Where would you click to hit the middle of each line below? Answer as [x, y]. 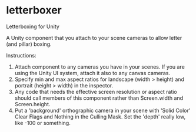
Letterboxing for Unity [33, 26]
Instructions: [21, 55]
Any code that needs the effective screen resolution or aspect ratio [96, 92]
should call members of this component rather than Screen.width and [99, 98]
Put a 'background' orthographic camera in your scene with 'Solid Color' [102, 110]
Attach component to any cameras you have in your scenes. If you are [100, 67]
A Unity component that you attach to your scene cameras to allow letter [94, 38]
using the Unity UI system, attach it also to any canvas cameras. [92, 73]
